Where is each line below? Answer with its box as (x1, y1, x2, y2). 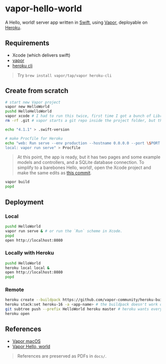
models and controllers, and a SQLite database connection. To (17, 159, 144, 165)
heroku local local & (5, 265, 50, 270)
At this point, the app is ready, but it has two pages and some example (17, 154, 161, 160)
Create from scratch (5, 87, 69, 95)
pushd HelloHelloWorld (5, 109, 52, 114)
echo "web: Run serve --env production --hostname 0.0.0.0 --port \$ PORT (5, 141, 161, 146)
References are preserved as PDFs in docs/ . (17, 353, 107, 359)
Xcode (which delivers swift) (12, 52, 71, 58)
